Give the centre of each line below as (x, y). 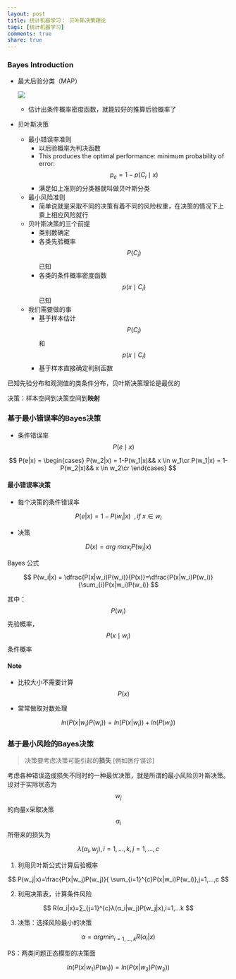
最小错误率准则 (50, 139)
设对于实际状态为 (32, 785)
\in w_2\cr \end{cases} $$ (138, 468)
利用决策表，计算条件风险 (55, 893)
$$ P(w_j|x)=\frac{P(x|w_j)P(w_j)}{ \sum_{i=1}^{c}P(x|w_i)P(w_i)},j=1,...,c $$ (118, 879)
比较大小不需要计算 (45, 682)
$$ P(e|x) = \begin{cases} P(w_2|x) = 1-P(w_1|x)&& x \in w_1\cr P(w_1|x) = (115, 460)
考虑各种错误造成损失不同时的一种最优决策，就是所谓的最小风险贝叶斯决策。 (118, 775)
